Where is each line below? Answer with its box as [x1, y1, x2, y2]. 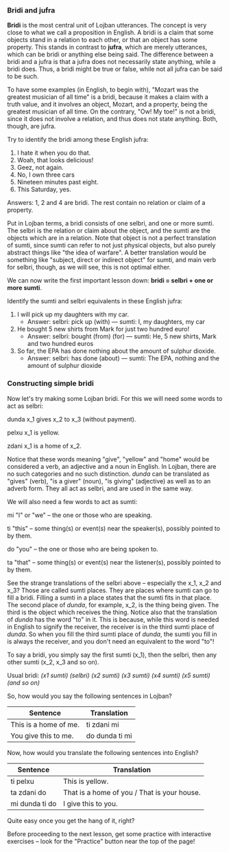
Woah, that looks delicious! [16, 156, 94, 164]
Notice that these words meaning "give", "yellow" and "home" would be [7, 455, 210, 463]
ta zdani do [10, 787, 47, 797]
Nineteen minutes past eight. [16, 178, 99, 186]
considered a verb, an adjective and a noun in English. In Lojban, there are [7, 462, 217, 470]
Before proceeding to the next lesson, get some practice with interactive [7, 829, 211, 838]
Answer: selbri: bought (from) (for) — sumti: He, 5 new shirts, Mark [27, 332, 217, 340]
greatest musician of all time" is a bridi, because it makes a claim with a [7, 93, 209, 101]
